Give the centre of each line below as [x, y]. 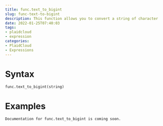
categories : [17, 41]
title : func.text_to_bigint [34, 9]
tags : [10, 28]
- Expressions [20, 50]
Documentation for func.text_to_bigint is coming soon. [63, 119]
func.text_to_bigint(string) [35, 87]
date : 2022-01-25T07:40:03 [32, 23]
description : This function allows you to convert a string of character [82, 18]
